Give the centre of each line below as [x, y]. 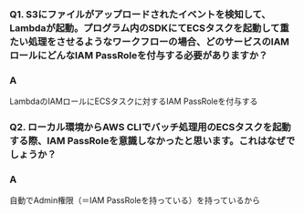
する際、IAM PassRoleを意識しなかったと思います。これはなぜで [152, 141]
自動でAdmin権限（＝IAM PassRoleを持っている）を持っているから [135, 200]
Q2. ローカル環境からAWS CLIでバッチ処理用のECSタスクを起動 [150, 127]
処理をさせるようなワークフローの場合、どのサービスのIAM [159, 41]
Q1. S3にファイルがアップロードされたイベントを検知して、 [140, 14]
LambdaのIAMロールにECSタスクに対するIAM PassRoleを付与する [134, 101]
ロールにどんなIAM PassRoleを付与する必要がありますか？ [139, 55]
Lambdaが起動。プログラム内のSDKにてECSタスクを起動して [145, 27]
